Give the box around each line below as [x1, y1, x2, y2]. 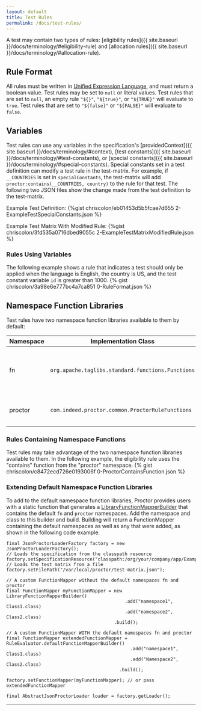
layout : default [6, 8, 47, 15]
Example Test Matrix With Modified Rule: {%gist [6, 223, 125, 229]
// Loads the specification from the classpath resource [6, 551, 152, 557]
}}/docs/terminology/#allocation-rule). [6, 49, 101, 57]
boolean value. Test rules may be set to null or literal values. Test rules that [6, 89, 194, 96]
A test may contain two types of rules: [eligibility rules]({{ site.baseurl [6, 37, 179, 44]
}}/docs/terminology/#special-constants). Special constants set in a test [6, 161, 185, 168]
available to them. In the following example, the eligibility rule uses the [6, 455, 180, 463]
